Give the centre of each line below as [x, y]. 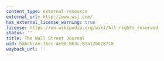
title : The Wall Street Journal [45, 38]
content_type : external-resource [47, 11]
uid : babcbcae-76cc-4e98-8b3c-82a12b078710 [60, 44]
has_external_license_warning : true [51, 22]
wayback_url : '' [26, 49]
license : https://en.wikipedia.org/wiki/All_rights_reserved [82, 28]
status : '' [19, 33]
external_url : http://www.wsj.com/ [49, 17]
